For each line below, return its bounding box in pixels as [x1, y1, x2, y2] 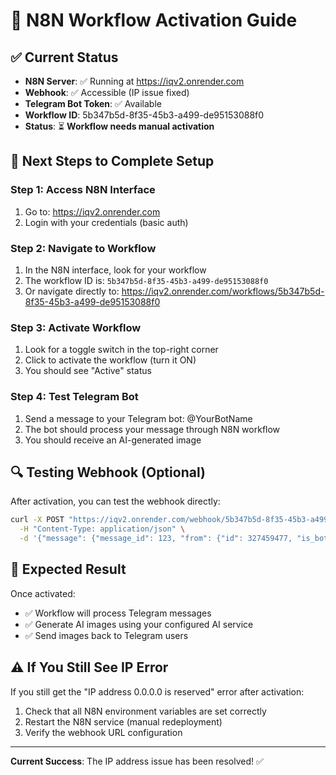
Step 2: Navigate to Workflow [10, 241, 157, 255]
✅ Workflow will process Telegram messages [24, 607, 212, 619]
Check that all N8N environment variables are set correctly [24, 705, 267, 717]
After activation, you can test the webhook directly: [10, 495, 221, 508]
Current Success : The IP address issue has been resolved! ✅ [10, 755, 264, 767]
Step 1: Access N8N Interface [10, 183, 156, 197]
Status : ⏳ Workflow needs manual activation [24, 120, 215, 132]
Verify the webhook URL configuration [24, 726, 183, 738]
